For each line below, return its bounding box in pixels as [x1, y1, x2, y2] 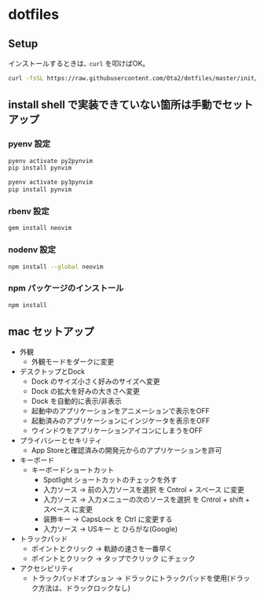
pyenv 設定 [8, 139, 51, 150]
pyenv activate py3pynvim [8, 179, 93, 187]
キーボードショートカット [31, 465, 115, 475]
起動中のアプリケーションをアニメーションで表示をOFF [31, 406, 210, 416]
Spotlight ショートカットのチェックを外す [42, 475, 178, 485]
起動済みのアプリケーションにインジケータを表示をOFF [31, 416, 211, 426]
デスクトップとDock [19, 367, 85, 376]
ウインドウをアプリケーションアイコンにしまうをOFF [31, 426, 203, 435]
